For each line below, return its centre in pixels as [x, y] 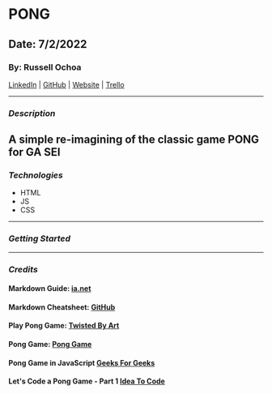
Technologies [36, 175]
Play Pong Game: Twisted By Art [64, 326]
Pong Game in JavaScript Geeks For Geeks [82, 362]
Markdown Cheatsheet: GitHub [62, 307]
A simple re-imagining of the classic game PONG [134, 140]
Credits [23, 269]
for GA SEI [34, 152]
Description [32, 113]
